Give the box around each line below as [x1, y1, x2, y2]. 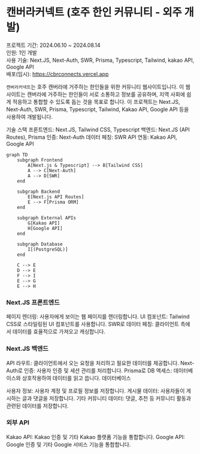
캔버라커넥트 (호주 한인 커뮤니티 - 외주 [6, 5, 182, 19]
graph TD [6, 151, 28, 158]
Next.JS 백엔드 [6, 345, 49, 353]
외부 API [6, 419, 30, 427]
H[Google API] [28, 225, 63, 231]
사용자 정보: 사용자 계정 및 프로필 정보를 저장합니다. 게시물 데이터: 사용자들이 [6, 387, 185, 394]
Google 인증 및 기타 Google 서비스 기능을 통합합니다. [6, 441, 131, 448]
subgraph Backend [17, 189, 60, 195]
